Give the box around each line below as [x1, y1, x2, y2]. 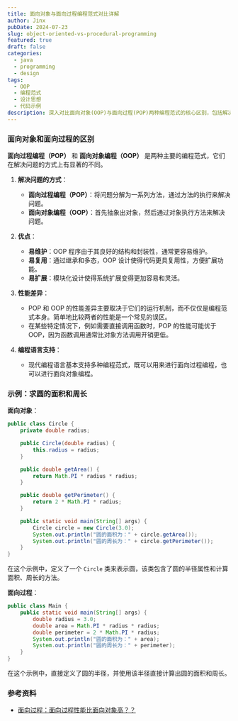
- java [13, 57, 33, 64]
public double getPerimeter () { [20, 492, 115, 499]
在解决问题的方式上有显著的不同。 [7, 160, 107, 169]
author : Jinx [7, 17, 46, 24]
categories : [7, 50, 42, 57]
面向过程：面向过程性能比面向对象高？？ [17, 706, 136, 715]
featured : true [7, 37, 52, 44]
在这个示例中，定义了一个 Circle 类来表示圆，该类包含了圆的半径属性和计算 [7, 564, 229, 573]
